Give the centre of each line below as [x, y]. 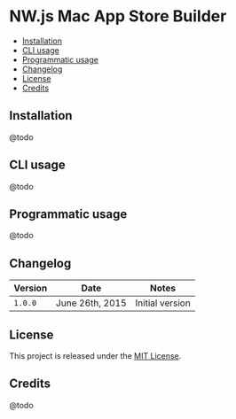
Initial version [163, 303]
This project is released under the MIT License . [95, 356]
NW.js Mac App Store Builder [118, 16]
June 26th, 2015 [91, 303]
